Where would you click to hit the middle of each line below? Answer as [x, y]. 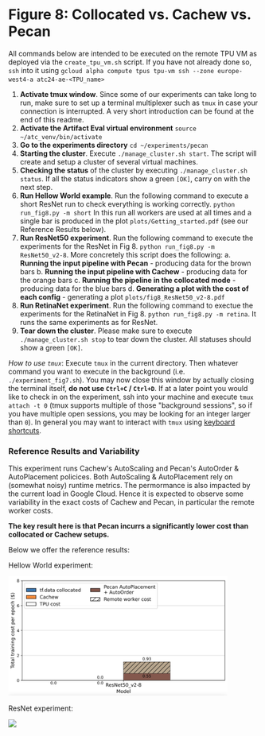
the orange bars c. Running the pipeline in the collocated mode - [128, 280]
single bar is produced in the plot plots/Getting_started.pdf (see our [134, 221]
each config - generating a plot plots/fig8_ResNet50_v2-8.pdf [122, 296]
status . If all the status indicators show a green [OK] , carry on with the [135, 178]
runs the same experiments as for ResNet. [89, 322]
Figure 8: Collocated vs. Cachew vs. [130, 15]
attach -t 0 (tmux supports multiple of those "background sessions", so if [131, 405]
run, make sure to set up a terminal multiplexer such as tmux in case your [139, 103]
